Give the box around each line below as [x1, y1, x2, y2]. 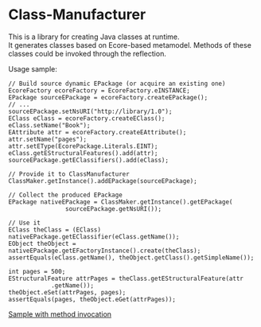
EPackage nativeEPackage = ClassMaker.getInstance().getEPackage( [8, 197, 233, 206]
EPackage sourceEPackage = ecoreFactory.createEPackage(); [8, 93, 208, 101]
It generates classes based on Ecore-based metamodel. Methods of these [8, 40, 252, 49]
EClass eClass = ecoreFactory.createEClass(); [8, 114, 166, 123]
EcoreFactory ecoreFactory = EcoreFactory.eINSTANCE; [8, 86, 191, 95]
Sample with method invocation [8, 309, 112, 319]
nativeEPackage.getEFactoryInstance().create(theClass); [8, 247, 201, 255]
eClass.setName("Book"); [8, 121, 91, 129]
